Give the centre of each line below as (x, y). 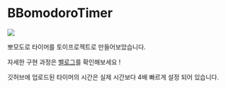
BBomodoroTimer (60, 13)
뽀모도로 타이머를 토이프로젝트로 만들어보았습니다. (77, 47)
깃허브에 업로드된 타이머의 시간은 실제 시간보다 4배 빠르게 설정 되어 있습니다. (113, 77)
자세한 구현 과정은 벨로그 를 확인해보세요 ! (64, 62)
